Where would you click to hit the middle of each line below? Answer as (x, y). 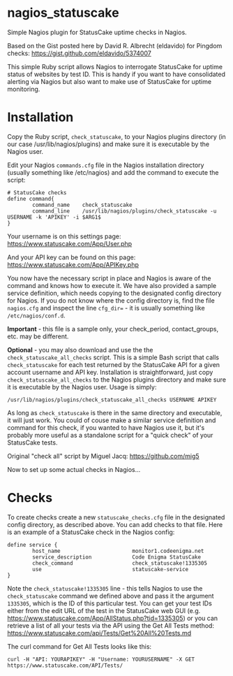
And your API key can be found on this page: (72, 257)
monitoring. (24, 89)
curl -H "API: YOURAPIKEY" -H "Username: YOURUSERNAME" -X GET (101, 659)
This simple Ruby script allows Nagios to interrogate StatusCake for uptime (115, 66)
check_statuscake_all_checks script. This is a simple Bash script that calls (113, 357)
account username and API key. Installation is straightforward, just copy (110, 372)
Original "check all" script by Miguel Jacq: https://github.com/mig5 (104, 456)
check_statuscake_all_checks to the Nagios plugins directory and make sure (117, 380)
